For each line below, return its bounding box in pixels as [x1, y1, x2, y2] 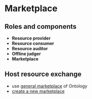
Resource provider [11, 35, 51, 41]
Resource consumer [11, 40, 55, 46]
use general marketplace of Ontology [11, 83, 88, 89]
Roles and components [4, 22, 77, 31]
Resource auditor [11, 46, 48, 51]
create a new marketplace [11, 88, 65, 94]
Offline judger [11, 51, 41, 57]
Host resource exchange [4, 70, 82, 79]
